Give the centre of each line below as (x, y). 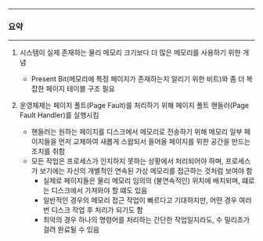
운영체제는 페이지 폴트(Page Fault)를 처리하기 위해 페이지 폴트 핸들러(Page (134, 106)
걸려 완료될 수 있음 (71, 230)
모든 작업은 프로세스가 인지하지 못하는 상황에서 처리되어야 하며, (127, 161)
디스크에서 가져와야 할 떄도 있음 (99, 191)
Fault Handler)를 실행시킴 (59, 115)
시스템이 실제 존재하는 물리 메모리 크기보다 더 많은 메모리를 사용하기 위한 (130, 52)
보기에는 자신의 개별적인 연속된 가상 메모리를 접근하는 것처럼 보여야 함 (146, 171)
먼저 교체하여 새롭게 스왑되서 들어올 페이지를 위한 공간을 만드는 (155, 142)
